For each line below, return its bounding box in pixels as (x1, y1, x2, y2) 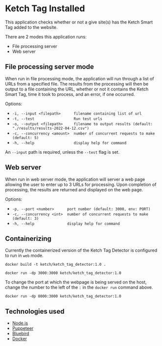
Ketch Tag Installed (5, 3, 85, 14)
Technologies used (5, 307, 65, 316)
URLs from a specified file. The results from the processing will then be (5, 81, 149, 87)
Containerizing (5, 234, 52, 243)
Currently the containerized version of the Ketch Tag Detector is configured (5, 248, 158, 254)
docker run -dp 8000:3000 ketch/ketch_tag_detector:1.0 (5, 294, 121, 299)
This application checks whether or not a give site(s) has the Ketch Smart (5, 19, 153, 25)
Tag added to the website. (5, 24, 58, 30)
